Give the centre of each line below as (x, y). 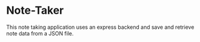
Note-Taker (35, 10)
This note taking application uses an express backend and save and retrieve (100, 27)
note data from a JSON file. (40, 33)
